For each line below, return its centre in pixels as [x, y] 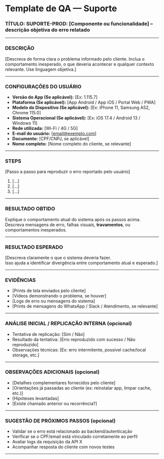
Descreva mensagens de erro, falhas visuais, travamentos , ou [68, 225]
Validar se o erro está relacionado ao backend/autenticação [72, 431]
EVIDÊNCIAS [20, 280]
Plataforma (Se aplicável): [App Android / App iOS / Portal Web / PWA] [84, 103]
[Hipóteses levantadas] [35, 398]
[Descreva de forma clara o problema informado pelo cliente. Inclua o [75, 59]
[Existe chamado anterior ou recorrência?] [55, 403]
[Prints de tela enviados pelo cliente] [49, 291]
